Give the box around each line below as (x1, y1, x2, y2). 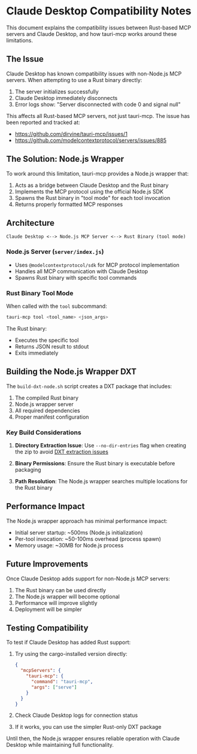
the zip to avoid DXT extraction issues (14, 448, 109, 455)
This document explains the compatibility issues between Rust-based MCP (6, 24, 192, 31)
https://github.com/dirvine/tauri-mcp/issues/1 (14, 130, 128, 137)
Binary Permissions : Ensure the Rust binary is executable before (14, 459, 175, 467)
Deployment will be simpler (14, 605, 82, 613)
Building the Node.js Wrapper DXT (6, 367, 137, 377)
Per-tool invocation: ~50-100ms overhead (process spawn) (14, 535, 162, 543)
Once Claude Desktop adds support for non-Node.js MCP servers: (6, 575, 171, 582)
